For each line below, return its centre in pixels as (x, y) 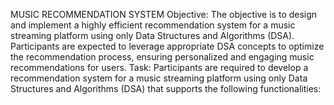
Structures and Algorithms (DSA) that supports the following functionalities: (166, 88)
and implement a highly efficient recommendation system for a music (153, 25)
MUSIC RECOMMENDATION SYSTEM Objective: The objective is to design (164, 14)
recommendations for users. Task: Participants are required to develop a (159, 67)
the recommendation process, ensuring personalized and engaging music (162, 57)
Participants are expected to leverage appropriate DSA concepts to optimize (167, 46)
